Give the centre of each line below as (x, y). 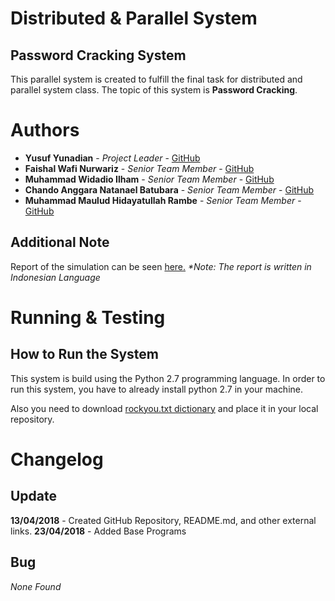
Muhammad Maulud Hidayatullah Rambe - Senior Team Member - (163, 200)
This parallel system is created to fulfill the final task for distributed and (156, 79)
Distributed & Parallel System (134, 18)
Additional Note (60, 242)
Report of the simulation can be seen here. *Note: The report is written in (161, 266)
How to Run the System (84, 354)
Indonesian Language (55, 277)
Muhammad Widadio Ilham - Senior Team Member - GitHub (149, 179)
